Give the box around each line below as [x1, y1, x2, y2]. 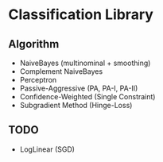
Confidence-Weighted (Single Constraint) [19, 92, 156, 101]
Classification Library [8, 6, 153, 24]
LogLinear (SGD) [19, 145, 76, 154]
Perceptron [19, 75, 57, 84]
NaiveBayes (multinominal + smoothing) [19, 58, 151, 67]
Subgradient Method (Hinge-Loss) [19, 101, 133, 110]
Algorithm [8, 37, 60, 51]
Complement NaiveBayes [19, 67, 103, 76]
